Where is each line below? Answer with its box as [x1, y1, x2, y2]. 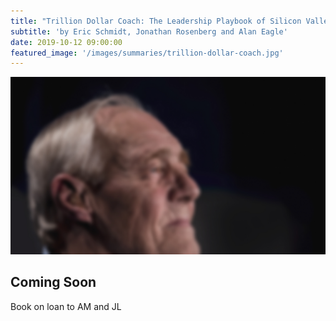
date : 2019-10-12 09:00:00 [10, 37, 123, 47]
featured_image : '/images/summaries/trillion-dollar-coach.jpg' [10, 48, 284, 58]
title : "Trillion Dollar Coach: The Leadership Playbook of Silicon [10, 16, 302, 26]
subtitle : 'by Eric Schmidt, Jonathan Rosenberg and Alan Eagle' [10, 26, 288, 37]
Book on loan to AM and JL [10, 300, 122, 312]
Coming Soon [10, 274, 97, 291]
